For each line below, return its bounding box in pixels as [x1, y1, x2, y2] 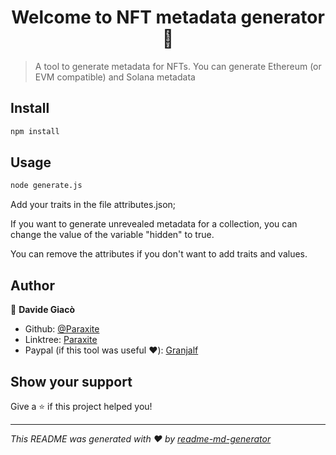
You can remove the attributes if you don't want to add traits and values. [10, 248, 308, 260]
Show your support [10, 373, 133, 390]
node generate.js [10, 181, 83, 191]
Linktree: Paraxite [24, 334, 98, 346]
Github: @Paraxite [24, 323, 100, 335]
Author [10, 277, 55, 294]
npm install [10, 126, 60, 136]
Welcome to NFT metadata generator [11, 6, 325, 29]
